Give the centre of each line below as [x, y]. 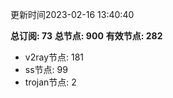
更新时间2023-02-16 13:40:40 [72, 14]
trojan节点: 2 [50, 82]
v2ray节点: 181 [54, 57]
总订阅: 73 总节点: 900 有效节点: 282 [86, 36]
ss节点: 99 [46, 69]
